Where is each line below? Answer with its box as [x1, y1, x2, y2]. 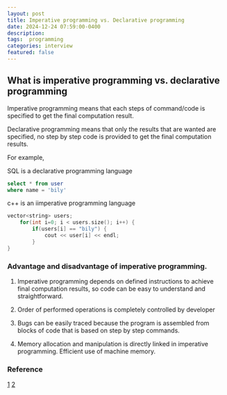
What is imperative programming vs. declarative [7, 74, 220, 87]
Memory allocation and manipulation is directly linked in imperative [17, 339, 208, 348]
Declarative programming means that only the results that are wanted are [7, 124, 217, 133]
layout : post [7, 10, 45, 17]
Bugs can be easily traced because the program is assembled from [17, 319, 210, 327]
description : [7, 29, 45, 37]
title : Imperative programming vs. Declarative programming [7, 17, 185, 24]
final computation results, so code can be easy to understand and [17, 284, 206, 293]
